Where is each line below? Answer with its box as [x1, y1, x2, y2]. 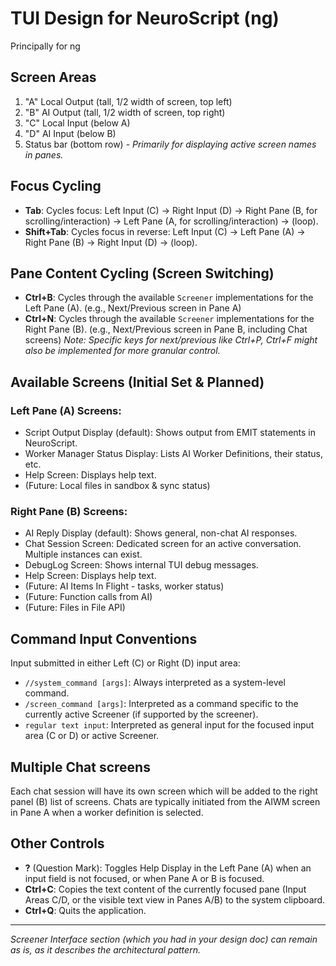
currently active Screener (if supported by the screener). [24, 708, 259, 721]
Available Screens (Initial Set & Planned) [10, 373, 265, 391]
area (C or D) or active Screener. [24, 730, 160, 742]
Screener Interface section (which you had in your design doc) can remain [10, 933, 318, 945]
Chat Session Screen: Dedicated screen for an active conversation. [24, 538, 302, 550]
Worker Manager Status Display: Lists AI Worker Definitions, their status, [24, 448, 323, 460]
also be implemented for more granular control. [24, 345, 221, 357]
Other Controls [10, 835, 105, 852]
